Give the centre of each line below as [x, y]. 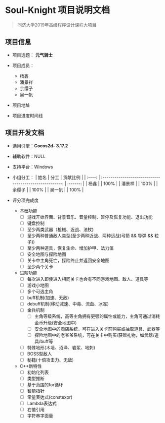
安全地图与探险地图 [47, 254]
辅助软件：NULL [29, 156]
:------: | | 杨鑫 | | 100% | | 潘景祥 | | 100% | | [113, 183]
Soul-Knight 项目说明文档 [58, 10]
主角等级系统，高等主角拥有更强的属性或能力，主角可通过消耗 [97, 316]
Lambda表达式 [42, 403]
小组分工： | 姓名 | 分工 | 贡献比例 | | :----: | [56, 177]
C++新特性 [31, 366]
